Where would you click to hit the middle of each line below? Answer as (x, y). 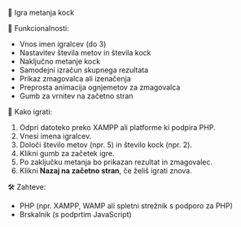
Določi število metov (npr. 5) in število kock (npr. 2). (106, 145)
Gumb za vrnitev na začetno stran (76, 96)
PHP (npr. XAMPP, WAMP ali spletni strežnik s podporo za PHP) (126, 206)
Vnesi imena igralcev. (55, 136)
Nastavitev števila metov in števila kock (85, 52)
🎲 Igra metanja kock (41, 13)
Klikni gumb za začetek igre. (67, 153)
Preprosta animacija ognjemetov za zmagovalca (100, 87)
